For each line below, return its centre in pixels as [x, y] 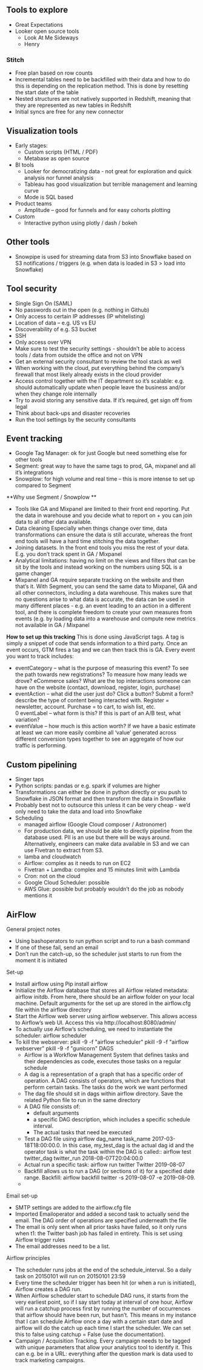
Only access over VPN [43, 342]
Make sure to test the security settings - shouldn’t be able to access [100, 348]
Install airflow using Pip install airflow [61, 984]
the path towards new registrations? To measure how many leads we [101, 674]
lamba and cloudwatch [52, 857]
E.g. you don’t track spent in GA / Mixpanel [68, 554]
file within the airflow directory [53, 1009]
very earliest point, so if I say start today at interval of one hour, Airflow [104, 1302]
